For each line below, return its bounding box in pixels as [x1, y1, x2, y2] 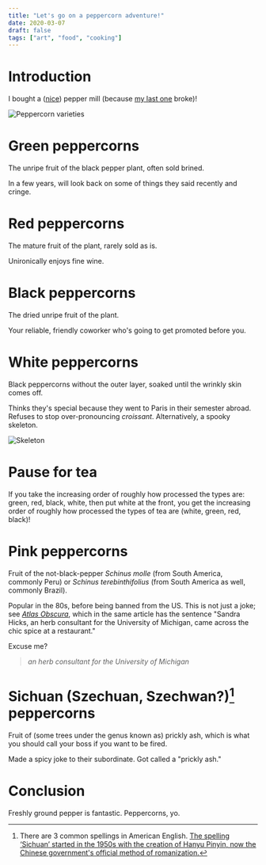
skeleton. [8, 420, 38, 429]
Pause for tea [8, 463, 97, 482]
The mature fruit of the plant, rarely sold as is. [8, 241, 158, 250]
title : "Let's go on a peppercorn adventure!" [8, 11, 165, 20]
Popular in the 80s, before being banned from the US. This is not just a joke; [8, 600, 256, 610]
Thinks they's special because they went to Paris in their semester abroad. [8, 403, 252, 413]
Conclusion [8, 782, 85, 800]
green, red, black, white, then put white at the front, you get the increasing [8, 497, 251, 507]
